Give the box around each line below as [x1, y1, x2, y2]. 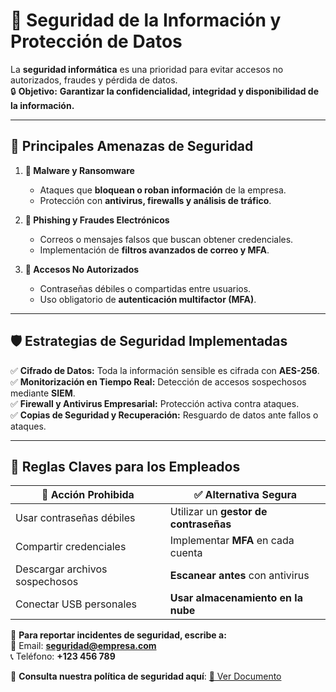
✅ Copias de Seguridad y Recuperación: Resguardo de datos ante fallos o [10, 409, 319, 421]
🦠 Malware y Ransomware [24, 164, 135, 176]
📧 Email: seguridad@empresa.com [10, 640, 157, 652]
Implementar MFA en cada [169, 534, 295, 548]
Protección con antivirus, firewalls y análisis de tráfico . [39, 194, 272, 206]
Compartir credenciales [15, 540, 127, 554]
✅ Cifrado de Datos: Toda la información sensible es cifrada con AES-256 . [10, 364, 320, 376]
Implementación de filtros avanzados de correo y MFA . [39, 244, 270, 256]
